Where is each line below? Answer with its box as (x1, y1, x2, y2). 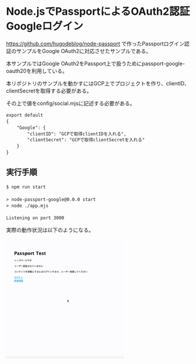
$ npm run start (6, 184, 46, 190)
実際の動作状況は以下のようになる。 (6, 227, 94, 234)
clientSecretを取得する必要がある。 (6, 87, 92, 94)
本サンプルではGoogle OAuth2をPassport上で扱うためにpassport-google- (6, 59, 185, 67)
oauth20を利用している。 (6, 67, 68, 74)
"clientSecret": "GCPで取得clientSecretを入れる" (27, 137, 145, 143)
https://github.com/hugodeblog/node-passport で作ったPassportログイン (6, 40, 184, 47)
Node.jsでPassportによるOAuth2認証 (6, 5, 190, 18)
